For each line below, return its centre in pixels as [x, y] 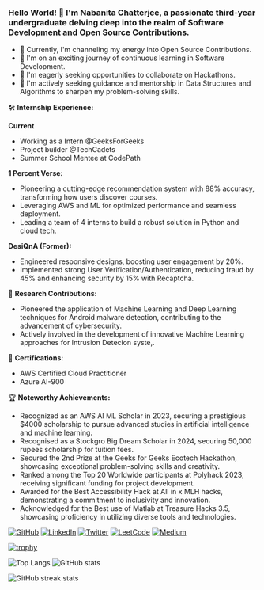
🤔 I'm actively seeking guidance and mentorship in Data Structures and [135, 83]
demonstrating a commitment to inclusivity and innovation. [115, 500]
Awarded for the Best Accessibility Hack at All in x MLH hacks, [121, 492]
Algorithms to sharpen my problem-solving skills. [100, 92]
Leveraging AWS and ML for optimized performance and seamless [128, 206]
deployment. [40, 214]
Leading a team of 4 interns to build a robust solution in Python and [129, 223]
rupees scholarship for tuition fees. [77, 450]
